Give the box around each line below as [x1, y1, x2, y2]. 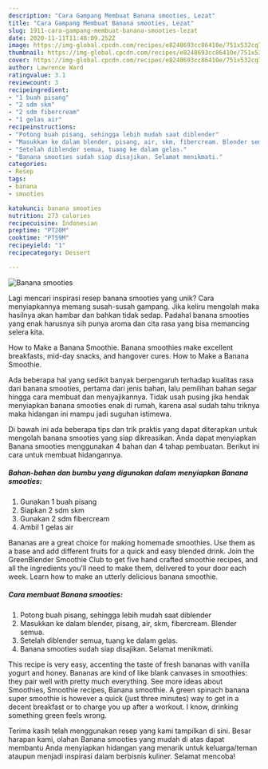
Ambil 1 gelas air [19, 522, 74, 532]
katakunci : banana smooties [8, 204, 102, 212]
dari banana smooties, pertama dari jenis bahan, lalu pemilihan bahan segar [8, 383, 257, 393]
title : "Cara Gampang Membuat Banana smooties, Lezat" [8, 19, 195, 27]
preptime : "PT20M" [8, 227, 69, 235]
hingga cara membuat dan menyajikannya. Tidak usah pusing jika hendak [8, 392, 250, 402]
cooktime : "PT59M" [8, 234, 69, 242]
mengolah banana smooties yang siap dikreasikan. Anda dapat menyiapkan [8, 433, 257, 442]
